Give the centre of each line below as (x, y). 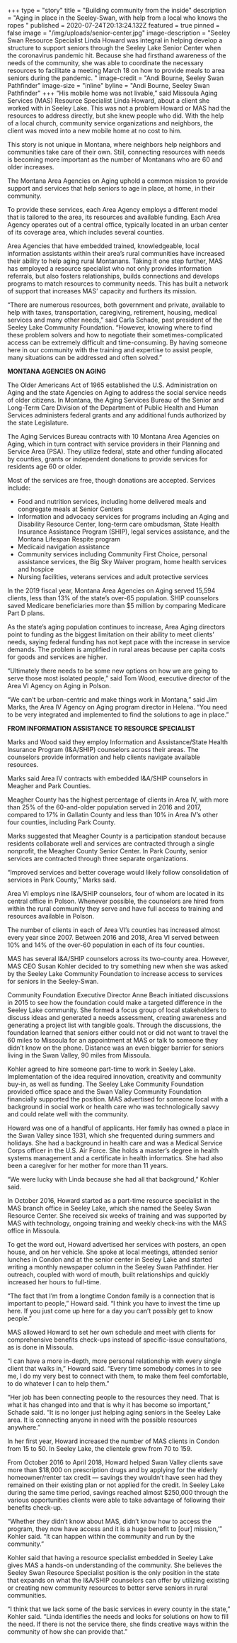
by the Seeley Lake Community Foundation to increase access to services (115, 974)
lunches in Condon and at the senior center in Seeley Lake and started (110, 1260)
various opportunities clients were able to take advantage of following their (116, 1500)
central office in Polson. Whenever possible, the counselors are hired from (116, 901)
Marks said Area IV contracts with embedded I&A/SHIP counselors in (108, 778)
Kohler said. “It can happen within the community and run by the (101, 1536)
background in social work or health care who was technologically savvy (113, 1106)
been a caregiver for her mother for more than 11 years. (88, 1166)
